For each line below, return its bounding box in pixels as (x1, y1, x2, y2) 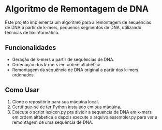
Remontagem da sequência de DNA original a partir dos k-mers (12, 67, 139, 72)
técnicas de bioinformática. (5, 29, 59, 35)
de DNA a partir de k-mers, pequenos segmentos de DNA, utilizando (5, 24, 142, 30)
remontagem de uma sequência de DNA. (12, 119, 93, 125)
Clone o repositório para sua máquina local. (12, 99, 99, 104)
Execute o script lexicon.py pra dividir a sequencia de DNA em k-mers (12, 109, 152, 115)
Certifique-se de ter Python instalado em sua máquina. (12, 104, 122, 110)
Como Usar (5, 86, 40, 94)
